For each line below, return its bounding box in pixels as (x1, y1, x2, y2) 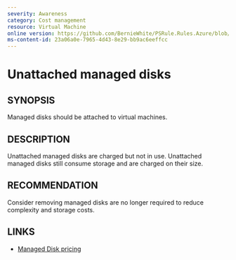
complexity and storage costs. (7, 205, 95, 214)
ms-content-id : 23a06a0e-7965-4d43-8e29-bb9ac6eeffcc (7, 36, 169, 43)
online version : (7, 29, 55, 37)
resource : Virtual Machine (7, 23, 86, 30)
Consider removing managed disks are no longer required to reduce (7, 198, 204, 207)
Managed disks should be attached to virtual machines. (7, 113, 168, 121)
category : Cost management (7, 17, 86, 24)
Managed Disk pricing (17, 245, 81, 253)
